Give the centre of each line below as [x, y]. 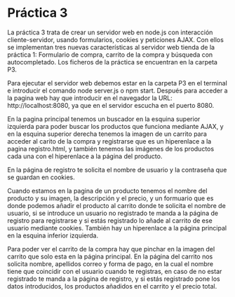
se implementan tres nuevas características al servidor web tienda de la [111, 47]
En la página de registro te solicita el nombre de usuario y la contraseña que [117, 170]
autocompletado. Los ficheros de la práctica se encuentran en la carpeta [112, 62]
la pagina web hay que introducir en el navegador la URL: [90, 98]
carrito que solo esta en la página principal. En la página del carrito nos [110, 256]
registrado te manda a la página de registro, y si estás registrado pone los [114, 279]
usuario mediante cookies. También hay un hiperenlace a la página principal [117, 228]
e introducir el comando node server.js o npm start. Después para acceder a [117, 90]
